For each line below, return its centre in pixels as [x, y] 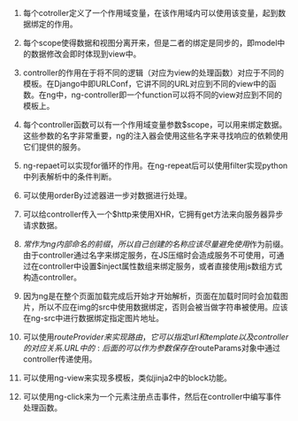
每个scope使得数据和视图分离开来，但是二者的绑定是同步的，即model [150, 43]
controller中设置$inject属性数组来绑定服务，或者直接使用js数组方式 [160, 266]
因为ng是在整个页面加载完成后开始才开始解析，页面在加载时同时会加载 [152, 296]
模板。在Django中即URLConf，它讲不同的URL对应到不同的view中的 [145, 84]
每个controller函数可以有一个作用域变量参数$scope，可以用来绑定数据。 [155, 125]
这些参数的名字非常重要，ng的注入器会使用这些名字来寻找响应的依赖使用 [155, 136]
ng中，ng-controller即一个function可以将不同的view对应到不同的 [164, 95]
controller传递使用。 [60, 359]
